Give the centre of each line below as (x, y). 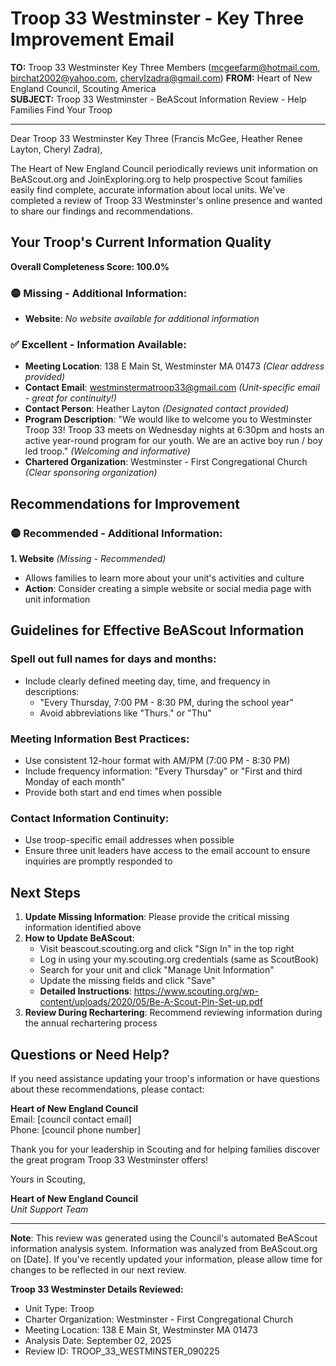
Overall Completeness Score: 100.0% (90, 266)
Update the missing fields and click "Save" (127, 981)
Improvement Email (92, 39)
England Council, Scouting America (83, 88)
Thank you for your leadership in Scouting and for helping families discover (165, 1149)
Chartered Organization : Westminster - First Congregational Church (166, 462)
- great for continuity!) (70, 398)
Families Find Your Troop (61, 109)
